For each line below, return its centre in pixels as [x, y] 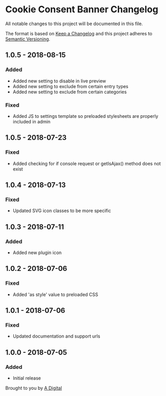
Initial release [27, 378]
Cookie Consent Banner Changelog [82, 9]
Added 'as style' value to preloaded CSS [55, 294]
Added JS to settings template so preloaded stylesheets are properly [86, 116]
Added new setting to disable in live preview [59, 81]
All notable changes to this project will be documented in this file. [74, 24]
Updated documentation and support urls [56, 336]
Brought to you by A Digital [34, 388]
